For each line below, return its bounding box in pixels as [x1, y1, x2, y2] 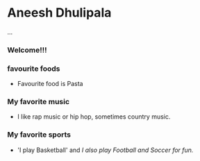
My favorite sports [7, 130, 72, 139]
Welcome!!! [7, 45, 47, 55]
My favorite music [7, 97, 70, 107]
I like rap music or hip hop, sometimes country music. [17, 112, 171, 121]
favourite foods [7, 64, 60, 74]
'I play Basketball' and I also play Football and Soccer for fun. [17, 146, 194, 154]
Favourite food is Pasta [17, 80, 83, 88]
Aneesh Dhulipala [7, 5, 112, 21]
